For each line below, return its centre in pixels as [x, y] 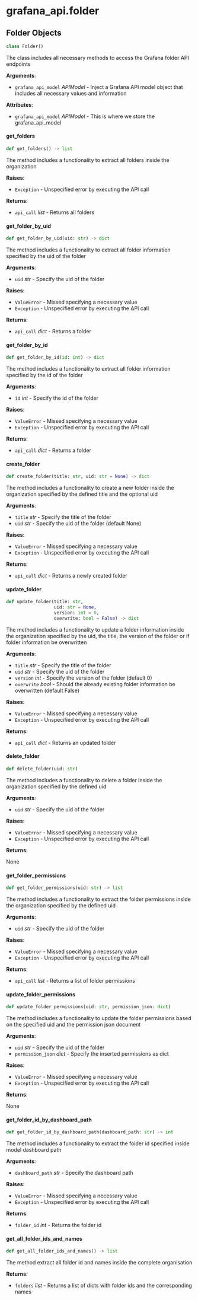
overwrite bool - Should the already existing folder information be [95, 684]
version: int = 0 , [76, 613]
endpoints [18, 64]
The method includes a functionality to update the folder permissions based [99, 1018]
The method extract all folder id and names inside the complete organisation [99, 1263]
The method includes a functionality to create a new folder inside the [90, 488]
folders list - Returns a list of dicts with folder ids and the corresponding [103, 1286]
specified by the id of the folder [44, 375]
